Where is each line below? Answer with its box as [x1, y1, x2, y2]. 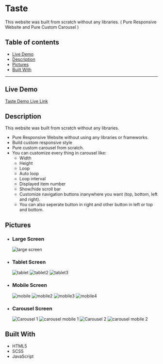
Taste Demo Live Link [5, 98, 48, 104]
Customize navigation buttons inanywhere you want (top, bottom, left [19, 191, 158, 197]
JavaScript [12, 353, 34, 359]
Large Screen [12, 235, 45, 242]
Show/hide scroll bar [19, 186, 61, 192]
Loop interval [19, 176, 46, 182]
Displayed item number [19, 181, 66, 187]
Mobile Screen [12, 282, 48, 289]
